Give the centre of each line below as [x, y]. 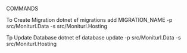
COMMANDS [22, 9]
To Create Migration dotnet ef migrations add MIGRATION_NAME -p [89, 20]
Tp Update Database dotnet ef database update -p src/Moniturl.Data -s [93, 37]
